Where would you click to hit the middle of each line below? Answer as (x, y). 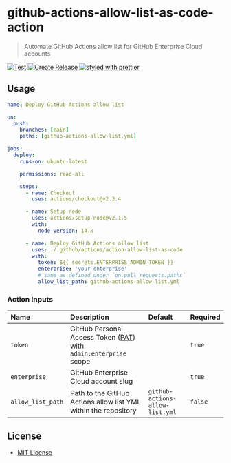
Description (90, 317)
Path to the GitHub (100, 393)
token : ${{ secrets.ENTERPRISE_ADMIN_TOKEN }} (106, 263)
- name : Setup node (53, 212)
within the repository (103, 411)
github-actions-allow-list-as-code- (111, 13)
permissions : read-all (52, 174)
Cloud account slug (101, 382)
